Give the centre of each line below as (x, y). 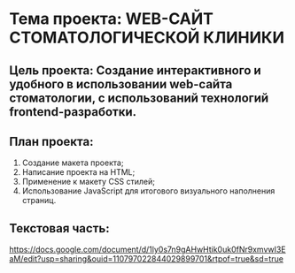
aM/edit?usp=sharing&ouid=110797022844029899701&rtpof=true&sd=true (146, 259)
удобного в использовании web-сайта (121, 84)
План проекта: (51, 141)
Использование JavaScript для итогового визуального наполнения (148, 191)
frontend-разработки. (73, 112)
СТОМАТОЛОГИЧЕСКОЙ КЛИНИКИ (147, 38)
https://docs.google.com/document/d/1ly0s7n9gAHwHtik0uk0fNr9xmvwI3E (147, 250)
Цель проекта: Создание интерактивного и (135, 70)
